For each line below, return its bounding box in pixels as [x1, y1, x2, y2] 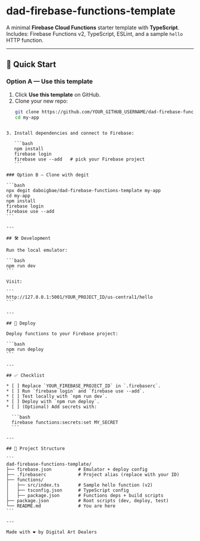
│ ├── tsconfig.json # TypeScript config [6, 487, 129, 493]
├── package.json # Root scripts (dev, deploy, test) [6, 498, 169, 504]
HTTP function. [6, 36, 43, 44]
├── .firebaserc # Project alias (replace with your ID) [6, 472, 180, 478]
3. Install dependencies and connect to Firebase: [6, 130, 135, 137]
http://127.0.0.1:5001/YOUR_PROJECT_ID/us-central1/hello [6, 294, 153, 301]
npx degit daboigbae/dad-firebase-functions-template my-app [6, 188, 161, 194]
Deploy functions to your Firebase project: [6, 331, 118, 337]
